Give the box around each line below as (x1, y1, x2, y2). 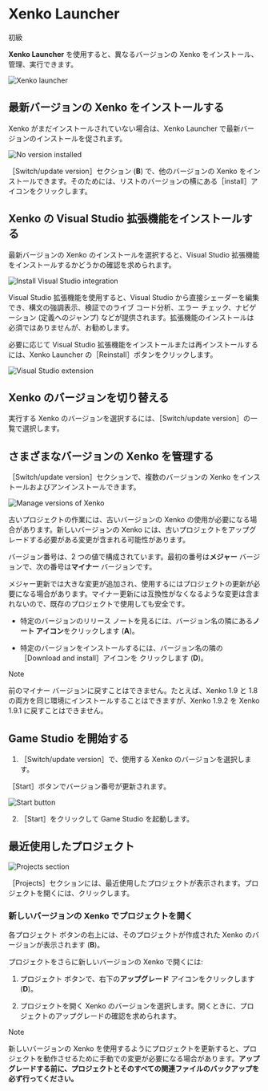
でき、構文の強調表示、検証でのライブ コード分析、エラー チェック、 (8, 302, 236, 312)
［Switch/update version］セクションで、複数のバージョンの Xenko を (8, 472, 240, 482)
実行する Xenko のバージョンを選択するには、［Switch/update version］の (8, 414, 250, 424)
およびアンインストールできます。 (29, 482, 141, 492)
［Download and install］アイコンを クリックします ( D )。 (19, 653, 208, 663)
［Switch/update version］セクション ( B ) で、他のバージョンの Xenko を (8, 166, 246, 176)
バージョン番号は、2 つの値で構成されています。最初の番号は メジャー (8, 552, 238, 562)
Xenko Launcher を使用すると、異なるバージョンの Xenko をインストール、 (8, 49, 258, 59)
